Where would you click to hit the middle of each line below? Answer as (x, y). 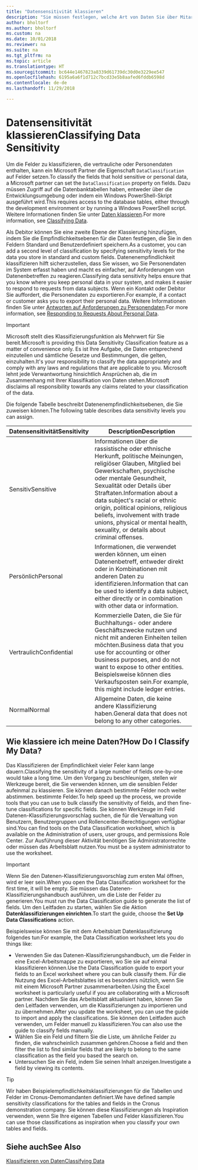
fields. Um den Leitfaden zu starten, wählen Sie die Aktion (77, 907)
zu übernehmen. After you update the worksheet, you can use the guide (101, 1011)
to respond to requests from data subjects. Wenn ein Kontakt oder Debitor (96, 288)
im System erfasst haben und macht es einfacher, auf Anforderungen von (95, 270)
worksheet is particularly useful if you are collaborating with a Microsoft (102, 992)
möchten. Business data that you (139, 645)
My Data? (24, 751)
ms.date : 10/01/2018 (32, 39)
